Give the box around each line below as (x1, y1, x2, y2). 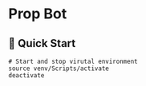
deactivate (8, 72, 45, 80)
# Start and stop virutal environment (8, 57, 138, 65)
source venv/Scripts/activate (8, 64, 110, 72)
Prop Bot (8, 5, 67, 23)
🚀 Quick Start (8, 37, 76, 50)
